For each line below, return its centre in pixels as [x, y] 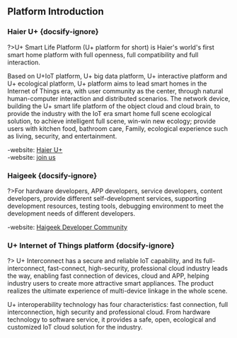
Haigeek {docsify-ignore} [52, 175]
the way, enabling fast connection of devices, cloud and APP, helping [108, 276]
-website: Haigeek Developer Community [68, 227]
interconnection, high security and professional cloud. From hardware [109, 312]
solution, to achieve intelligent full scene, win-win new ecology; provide [111, 121]
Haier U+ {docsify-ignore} [53, 32]
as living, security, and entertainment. [62, 136]
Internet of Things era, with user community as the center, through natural [115, 91]
